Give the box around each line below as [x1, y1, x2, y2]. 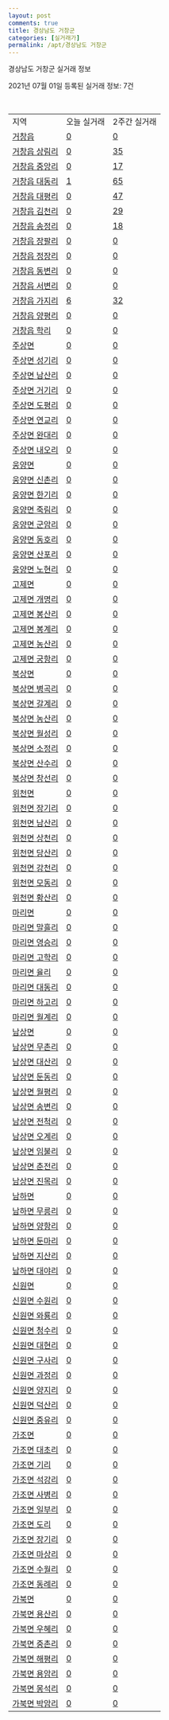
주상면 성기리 [12, 355, 59, 366]
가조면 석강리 [12, 1474, 59, 1485]
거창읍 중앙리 [12, 161, 59, 172]
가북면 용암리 [12, 1668, 59, 1679]
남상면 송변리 [12, 1102, 59, 1113]
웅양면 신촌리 [12, 474, 59, 486]
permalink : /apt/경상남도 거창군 [8, 41, 107, 49]
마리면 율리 [12, 967, 52, 978]
